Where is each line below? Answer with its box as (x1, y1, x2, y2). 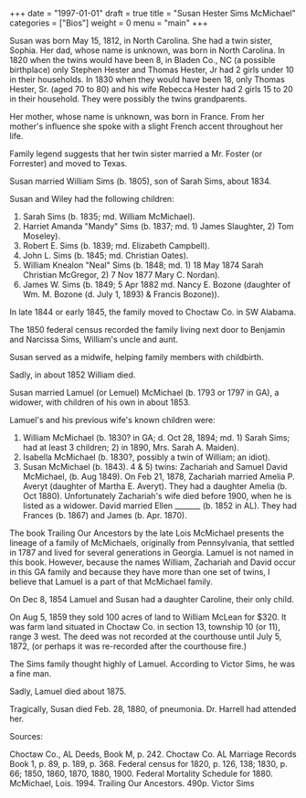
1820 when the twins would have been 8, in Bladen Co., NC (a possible (9, 55, 276, 65)
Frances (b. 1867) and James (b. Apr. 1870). (22, 510, 187, 520)
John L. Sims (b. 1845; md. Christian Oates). (22, 250, 189, 261)
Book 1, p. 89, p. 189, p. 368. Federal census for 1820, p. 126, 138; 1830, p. (9, 759, 288, 769)
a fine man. (9, 668, 52, 679)
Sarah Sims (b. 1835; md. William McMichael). (22, 211, 195, 222)
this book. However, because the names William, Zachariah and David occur (9, 557, 296, 568)
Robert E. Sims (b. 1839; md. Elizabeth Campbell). (22, 240, 210, 250)
